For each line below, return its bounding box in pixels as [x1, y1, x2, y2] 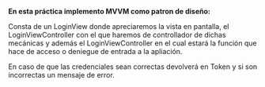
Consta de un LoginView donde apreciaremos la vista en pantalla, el [8, 22, 229, 31]
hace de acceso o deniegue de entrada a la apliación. [8, 47, 183, 56]
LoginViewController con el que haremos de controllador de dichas [8, 31, 227, 39]
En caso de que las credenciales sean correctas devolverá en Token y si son [8, 62, 258, 71]
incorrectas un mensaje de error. [8, 71, 115, 79]
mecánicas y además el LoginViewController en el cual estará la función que [8, 38, 257, 48]
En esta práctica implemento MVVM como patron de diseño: [8, 7, 211, 16]
